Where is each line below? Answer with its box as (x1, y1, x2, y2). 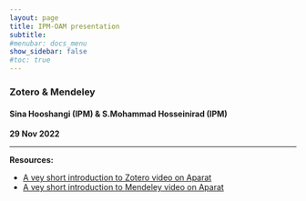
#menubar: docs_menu (9, 38, 88, 48)
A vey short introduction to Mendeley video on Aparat (22, 182, 225, 193)
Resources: (9, 155, 54, 166)
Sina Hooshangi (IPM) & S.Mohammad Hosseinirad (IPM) (9, 108, 228, 119)
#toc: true (9, 55, 51, 65)
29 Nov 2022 (9, 128, 60, 139)
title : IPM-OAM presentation (9, 22, 120, 31)
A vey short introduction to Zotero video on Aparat (22, 172, 212, 183)
